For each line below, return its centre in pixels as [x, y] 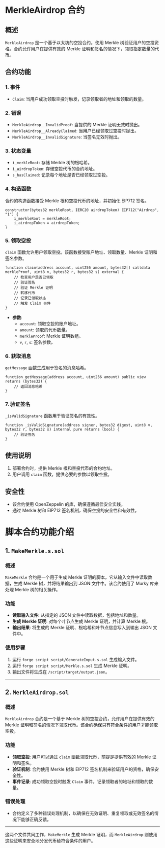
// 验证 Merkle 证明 [33, 287]
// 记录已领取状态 [30, 298]
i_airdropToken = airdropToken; [47, 223]
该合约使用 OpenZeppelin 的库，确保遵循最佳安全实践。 [69, 504]
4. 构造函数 [18, 189]
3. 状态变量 [18, 151]
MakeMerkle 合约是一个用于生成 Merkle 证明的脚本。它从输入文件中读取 [77, 577]
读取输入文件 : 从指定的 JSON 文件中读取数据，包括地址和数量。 [76, 615]
